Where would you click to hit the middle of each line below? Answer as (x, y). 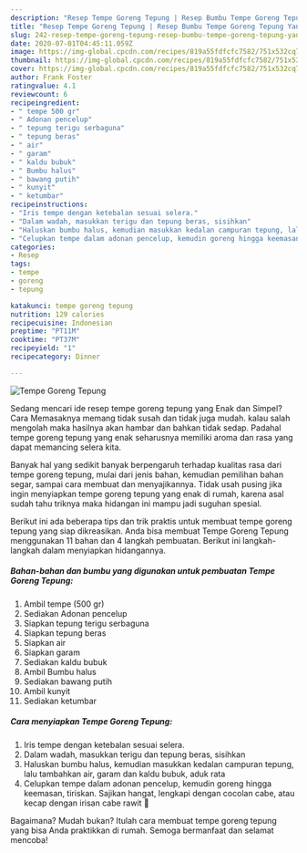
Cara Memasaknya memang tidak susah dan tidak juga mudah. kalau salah (150, 418)
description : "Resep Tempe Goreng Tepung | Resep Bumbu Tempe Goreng (145, 18)
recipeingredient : (45, 103)
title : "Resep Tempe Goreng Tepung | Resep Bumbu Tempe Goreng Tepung (147, 26)
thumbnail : (31, 60)
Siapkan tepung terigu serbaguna (86, 623)
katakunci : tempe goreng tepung (72, 306)
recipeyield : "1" (43, 348)
